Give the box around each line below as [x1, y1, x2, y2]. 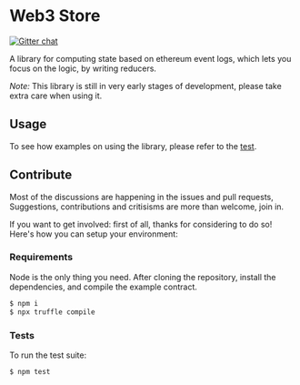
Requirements [9, 251, 74, 264]
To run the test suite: [9, 350, 87, 360]
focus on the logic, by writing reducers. [9, 63, 157, 74]
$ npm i [9, 299, 39, 308]
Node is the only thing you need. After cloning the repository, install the [9, 271, 276, 282]
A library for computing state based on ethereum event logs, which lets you [9, 53, 292, 64]
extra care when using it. [9, 90, 103, 101]
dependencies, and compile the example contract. [9, 281, 198, 292]
